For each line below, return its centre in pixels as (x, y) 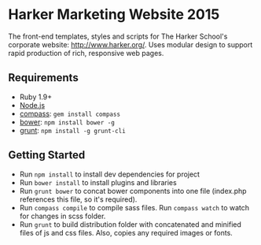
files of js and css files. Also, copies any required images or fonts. (126, 232)
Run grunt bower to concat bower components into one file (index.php (133, 191)
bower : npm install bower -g (67, 122)
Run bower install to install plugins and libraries (98, 182)
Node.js (32, 105)
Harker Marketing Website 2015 (114, 15)
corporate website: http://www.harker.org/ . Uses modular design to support (130, 44)
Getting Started (47, 155)
